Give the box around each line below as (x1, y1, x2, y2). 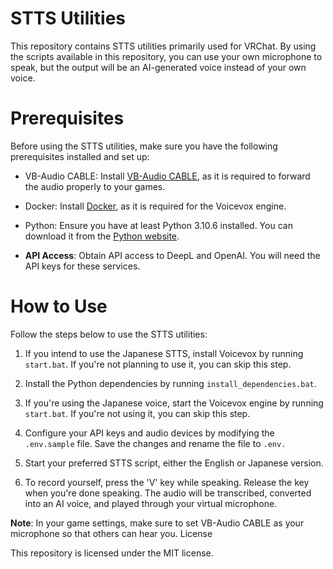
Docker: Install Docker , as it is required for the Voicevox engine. (24, 200, 287, 212)
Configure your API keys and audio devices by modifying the (24, 427, 275, 439)
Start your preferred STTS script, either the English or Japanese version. (24, 457, 324, 469)
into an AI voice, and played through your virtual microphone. (24, 497, 278, 509)
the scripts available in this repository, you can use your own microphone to (10, 50, 323, 62)
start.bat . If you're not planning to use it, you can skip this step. (24, 358, 292, 370)
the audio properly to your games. (24, 180, 166, 192)
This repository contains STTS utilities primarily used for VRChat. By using (10, 40, 317, 52)
